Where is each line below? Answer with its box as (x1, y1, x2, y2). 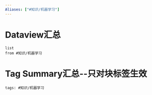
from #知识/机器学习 (5, 51, 42, 55)
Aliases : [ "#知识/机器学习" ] (5, 7, 60, 12)
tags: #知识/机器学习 (5, 85, 45, 90)
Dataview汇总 (5, 29, 61, 40)
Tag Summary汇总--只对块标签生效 (5, 68, 147, 79)
